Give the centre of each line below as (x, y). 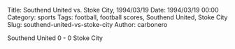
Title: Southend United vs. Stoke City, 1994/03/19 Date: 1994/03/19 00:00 (113, 10)
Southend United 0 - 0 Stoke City (55, 38)
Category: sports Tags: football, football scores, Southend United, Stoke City (117, 17)
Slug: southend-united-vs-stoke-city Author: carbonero (87, 24)
